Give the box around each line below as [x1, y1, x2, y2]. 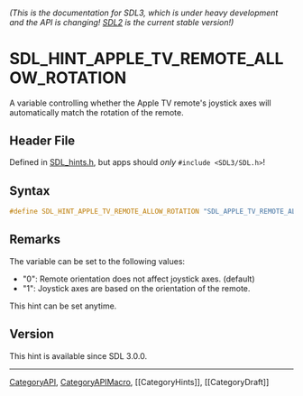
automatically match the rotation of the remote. [9, 106, 184, 117]
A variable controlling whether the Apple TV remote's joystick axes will [9, 97, 272, 108]
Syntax [9, 183, 50, 198]
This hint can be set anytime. [9, 300, 117, 311]
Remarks [9, 232, 61, 247]
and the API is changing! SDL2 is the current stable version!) [9, 16, 234, 27]
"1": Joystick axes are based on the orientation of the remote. [22, 282, 251, 293]
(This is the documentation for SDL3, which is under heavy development [9, 7, 279, 18]
